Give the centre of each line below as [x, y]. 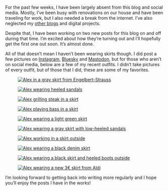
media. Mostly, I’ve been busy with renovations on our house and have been [84, 13]
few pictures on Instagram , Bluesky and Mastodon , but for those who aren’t [83, 59]
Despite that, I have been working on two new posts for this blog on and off [83, 33]
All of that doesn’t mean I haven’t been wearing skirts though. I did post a [81, 54]
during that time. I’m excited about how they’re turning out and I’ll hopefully [83, 38]
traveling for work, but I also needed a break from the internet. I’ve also [79, 18]
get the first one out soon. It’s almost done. [50, 44]
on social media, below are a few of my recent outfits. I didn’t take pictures [82, 64]
